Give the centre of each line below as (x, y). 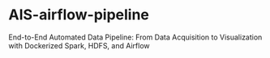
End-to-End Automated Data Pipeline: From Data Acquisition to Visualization (135, 37)
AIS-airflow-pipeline (79, 15)
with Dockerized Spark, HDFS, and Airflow (79, 45)
